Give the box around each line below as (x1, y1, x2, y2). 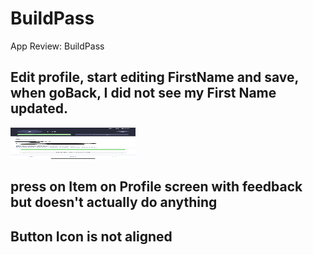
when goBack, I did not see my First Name (10, 85, 277, 102)
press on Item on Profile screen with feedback (10, 178, 303, 196)
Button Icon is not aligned (10, 228, 173, 245)
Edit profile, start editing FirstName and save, (10, 69, 299, 86)
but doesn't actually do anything (10, 194, 218, 211)
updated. (10, 100, 68, 117)
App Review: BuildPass (10, 40, 105, 52)
